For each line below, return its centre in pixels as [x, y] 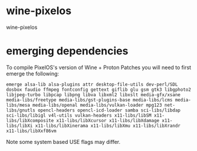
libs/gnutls [21, 110]
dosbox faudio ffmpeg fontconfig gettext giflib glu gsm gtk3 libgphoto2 [99, 90]
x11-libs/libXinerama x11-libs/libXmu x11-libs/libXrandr [108, 126]
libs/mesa [18, 105]
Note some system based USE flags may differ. [63, 142]
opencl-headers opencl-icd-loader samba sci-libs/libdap [109, 110]
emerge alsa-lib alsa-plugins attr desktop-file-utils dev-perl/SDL [92, 84]
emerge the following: [33, 73]
